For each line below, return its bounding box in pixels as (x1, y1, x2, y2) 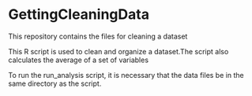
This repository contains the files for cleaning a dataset (8, 31, 188, 41)
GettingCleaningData (8, 6, 150, 24)
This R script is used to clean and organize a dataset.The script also (8, 46, 229, 56)
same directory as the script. (8, 79, 102, 88)
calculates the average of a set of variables (8, 55, 149, 65)
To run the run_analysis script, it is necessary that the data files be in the (8, 70, 244, 79)
